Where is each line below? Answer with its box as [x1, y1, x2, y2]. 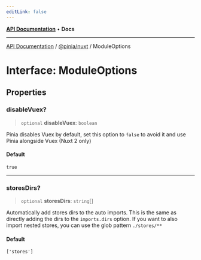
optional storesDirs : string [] [20, 198, 94, 204]
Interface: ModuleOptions [6, 64, 138, 77]
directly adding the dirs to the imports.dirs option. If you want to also [6, 216, 178, 222]
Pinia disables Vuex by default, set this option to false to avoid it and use [6, 130, 187, 138]
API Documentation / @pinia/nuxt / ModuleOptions [6, 43, 131, 50]
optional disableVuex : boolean [20, 119, 98, 126]
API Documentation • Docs [6, 25, 75, 32]
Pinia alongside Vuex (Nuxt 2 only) [6, 137, 92, 144]
